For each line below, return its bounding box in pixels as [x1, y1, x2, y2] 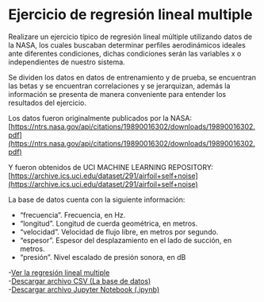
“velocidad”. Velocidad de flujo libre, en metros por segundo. [19, 226, 219, 236]
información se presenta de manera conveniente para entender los [8, 89, 227, 99]
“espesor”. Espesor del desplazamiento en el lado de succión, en [19, 235, 232, 245]
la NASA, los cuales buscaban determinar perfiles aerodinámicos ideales [8, 40, 246, 49]
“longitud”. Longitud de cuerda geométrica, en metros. [19, 219, 198, 228]
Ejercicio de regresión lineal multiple [8, 6, 253, 24]
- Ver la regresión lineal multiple [8, 268, 110, 277]
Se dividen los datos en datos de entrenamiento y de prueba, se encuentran [8, 72, 256, 82]
